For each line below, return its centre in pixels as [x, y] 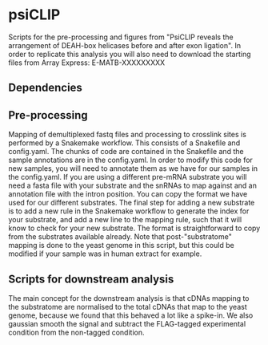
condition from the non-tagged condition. [77, 332]
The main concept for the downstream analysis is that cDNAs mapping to [129, 298]
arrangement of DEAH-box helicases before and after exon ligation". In [125, 45]
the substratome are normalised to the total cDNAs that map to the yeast [128, 306]
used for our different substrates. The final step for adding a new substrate [132, 203]
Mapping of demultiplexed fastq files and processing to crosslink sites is [127, 135]
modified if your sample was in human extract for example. [105, 254]
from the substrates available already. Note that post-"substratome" [120, 237]
